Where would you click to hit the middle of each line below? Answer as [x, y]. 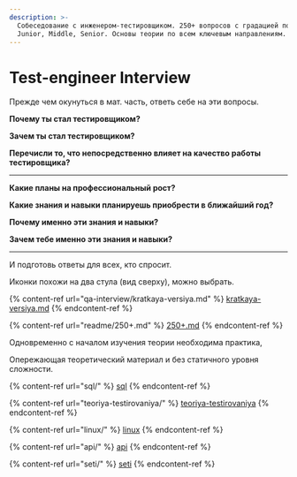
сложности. [31, 369]
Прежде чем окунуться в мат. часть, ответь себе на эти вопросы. [134, 102]
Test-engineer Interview [100, 77]
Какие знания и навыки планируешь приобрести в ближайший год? [141, 205]
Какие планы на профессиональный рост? [92, 188]
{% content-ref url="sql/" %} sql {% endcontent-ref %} [110, 386]
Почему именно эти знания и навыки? [84, 223]
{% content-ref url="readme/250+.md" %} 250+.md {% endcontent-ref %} [146, 326]
